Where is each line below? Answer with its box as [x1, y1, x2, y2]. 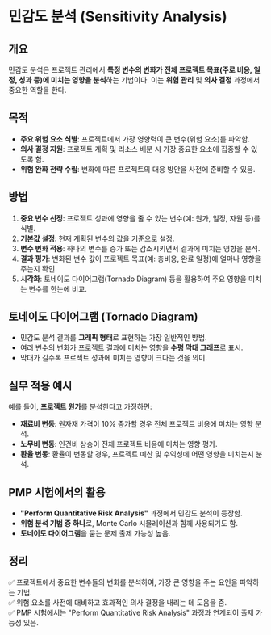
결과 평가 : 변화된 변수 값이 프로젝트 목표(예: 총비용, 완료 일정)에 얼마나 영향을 [19, 254, 261, 263]
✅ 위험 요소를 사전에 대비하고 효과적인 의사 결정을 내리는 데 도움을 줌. [8, 597, 227, 607]
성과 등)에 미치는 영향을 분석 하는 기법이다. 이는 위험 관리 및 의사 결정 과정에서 [19, 75, 261, 85]
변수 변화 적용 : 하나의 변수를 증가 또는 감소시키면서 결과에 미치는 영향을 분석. [19, 243, 261, 253]
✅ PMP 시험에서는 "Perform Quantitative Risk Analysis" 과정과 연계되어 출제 [8, 608, 254, 617]
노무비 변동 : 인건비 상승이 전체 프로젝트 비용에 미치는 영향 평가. [19, 439, 218, 449]
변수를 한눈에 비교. [28, 284, 87, 293]
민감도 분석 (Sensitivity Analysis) [8, 7, 227, 26]
